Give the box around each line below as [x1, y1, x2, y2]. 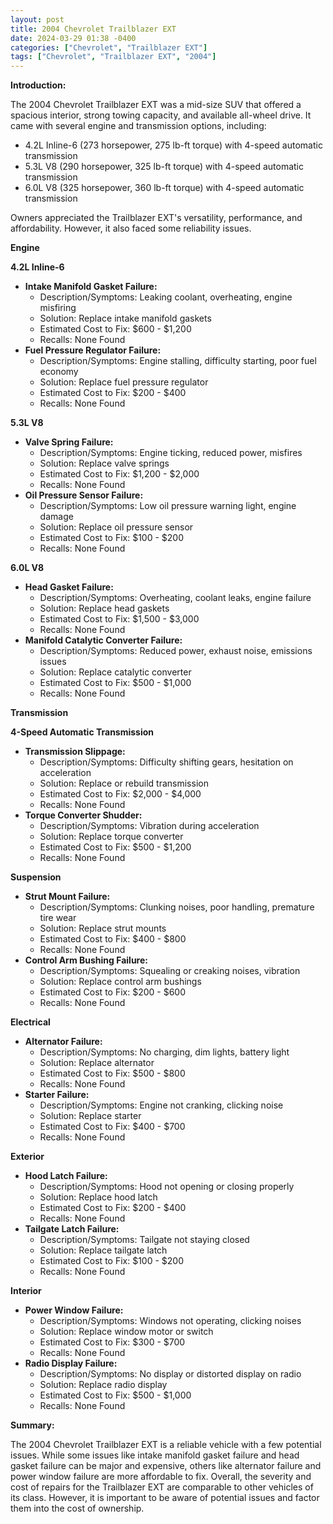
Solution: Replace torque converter [39, 831, 184, 843]
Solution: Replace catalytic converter [39, 666, 192, 678]
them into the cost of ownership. [10, 1502, 145, 1515]
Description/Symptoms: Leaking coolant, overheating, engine [39, 291, 293, 303]
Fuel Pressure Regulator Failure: [24, 344, 162, 356]
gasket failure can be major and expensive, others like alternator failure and [10, 1460, 322, 1472]
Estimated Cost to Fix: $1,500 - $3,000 [39, 613, 200, 625]
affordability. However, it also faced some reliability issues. [10, 222, 252, 235]
